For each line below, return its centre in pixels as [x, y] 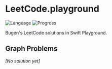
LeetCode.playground [52, 9]
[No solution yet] [23, 61]
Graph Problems [31, 49]
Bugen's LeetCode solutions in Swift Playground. [56, 32]
